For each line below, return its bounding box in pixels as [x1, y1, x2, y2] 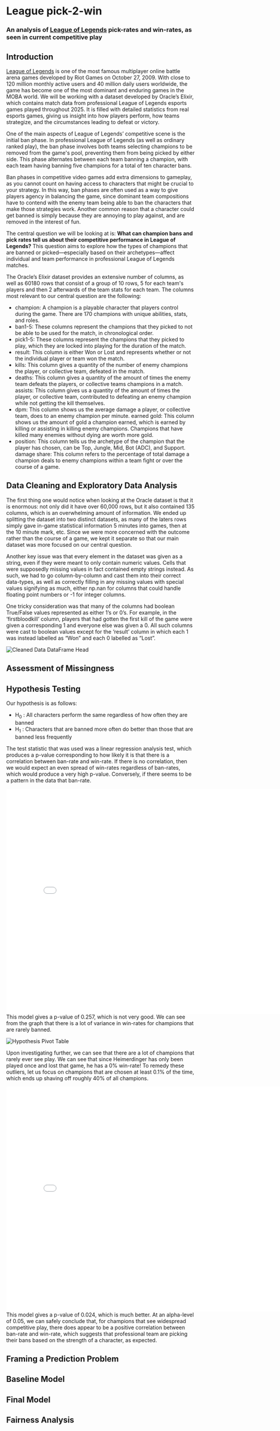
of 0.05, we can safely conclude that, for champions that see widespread [6, 1317, 187, 1324]
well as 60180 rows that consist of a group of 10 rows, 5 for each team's [6, 279, 184, 287]
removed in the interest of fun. [6, 218, 81, 225]
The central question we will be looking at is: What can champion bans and [6, 230, 193, 237]
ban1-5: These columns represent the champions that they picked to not [14, 323, 193, 330]
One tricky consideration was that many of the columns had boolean [6, 602, 175, 610]
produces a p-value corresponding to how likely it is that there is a [6, 751, 169, 758]
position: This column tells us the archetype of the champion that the [14, 438, 185, 445]
